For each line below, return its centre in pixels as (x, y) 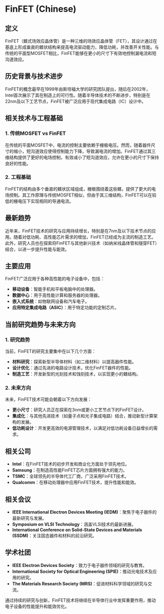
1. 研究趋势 (18, 340)
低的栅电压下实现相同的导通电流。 (39, 201)
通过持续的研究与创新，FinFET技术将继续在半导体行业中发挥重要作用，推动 (81, 600)
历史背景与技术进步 (34, 76)
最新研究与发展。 (29, 518)
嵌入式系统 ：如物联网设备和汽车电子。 (51, 301)
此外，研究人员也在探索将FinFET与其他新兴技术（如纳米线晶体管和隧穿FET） (81, 243)
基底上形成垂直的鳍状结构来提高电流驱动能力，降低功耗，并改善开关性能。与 (82, 47)
